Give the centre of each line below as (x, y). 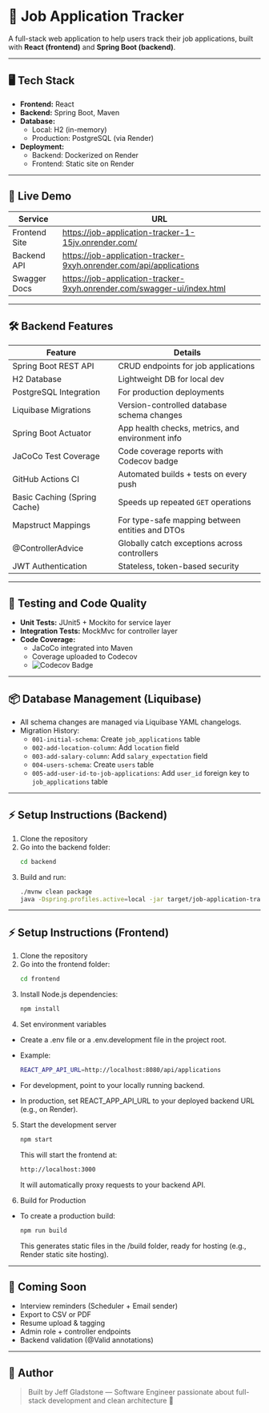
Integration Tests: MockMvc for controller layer (98, 631)
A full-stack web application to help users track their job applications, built (131, 38)
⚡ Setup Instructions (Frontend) (89, 932)
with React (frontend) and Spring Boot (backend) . (92, 46)
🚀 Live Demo (40, 197)
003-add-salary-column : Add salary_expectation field (120, 756)
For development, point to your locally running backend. (112, 1085)
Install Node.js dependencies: (69, 994)
